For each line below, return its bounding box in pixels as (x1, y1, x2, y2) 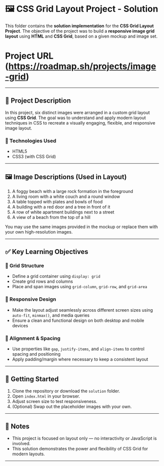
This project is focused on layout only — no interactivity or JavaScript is (12, 435, 157, 441)
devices (12, 322, 28, 328)
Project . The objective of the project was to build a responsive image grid (5, 28, 155, 34)
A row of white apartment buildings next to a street (12, 209, 115, 215)
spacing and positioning (12, 351, 61, 357)
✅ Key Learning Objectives (5, 248, 89, 256)
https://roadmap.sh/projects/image (8, 61, 156, 72)
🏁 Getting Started (5, 375, 59, 383)
